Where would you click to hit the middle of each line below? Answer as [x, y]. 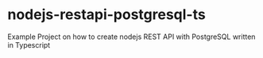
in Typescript [29, 44]
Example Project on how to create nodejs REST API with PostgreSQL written [131, 37]
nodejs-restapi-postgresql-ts [106, 15]
